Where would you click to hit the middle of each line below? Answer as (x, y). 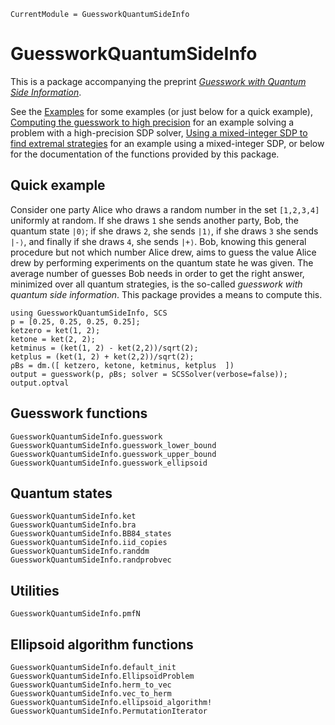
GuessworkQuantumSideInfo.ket (73, 516)
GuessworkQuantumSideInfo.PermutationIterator (109, 711)
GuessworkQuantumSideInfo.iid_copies (89, 543)
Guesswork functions (79, 413)
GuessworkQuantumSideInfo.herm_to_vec (91, 685)
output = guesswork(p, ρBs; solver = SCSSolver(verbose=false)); (149, 374)
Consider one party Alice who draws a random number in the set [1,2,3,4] (165, 209)
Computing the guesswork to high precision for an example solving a (152, 122)
